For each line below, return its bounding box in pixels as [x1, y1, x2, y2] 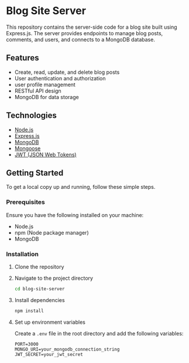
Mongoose [14, 145, 41, 152]
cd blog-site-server [14, 286, 65, 291]
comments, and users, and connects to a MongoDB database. [6, 36, 155, 43]
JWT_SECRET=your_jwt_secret [14, 351, 83, 357]
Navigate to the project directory [14, 274, 94, 281]
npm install [14, 308, 44, 314]
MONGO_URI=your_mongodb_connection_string [14, 346, 120, 352]
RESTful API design [14, 87, 61, 94]
